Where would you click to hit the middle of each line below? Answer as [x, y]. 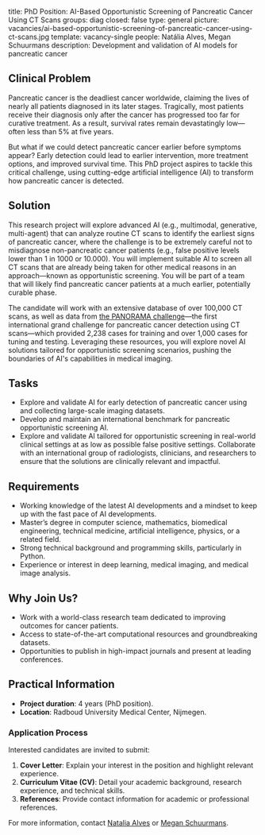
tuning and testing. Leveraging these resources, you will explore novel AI [127, 342]
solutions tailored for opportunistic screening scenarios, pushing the [120, 350]
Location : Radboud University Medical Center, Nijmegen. [113, 712]
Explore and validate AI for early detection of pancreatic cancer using [133, 402]
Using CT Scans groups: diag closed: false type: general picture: [114, 20]
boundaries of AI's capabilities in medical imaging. [90, 358]
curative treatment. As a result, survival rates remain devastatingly [117, 123]
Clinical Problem [50, 79]
